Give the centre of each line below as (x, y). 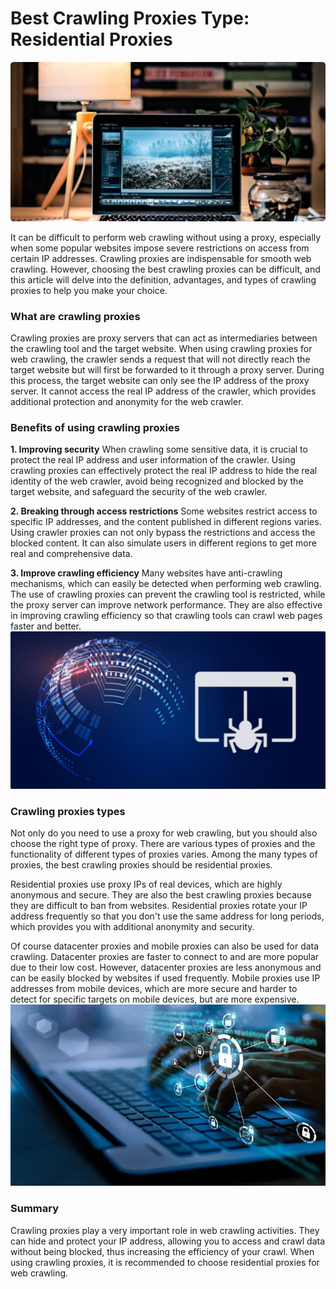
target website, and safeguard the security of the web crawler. (139, 492)
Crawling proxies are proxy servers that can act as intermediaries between (164, 338)
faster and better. (46, 626)
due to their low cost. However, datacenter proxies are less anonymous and (166, 968)
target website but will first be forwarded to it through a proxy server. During (167, 370)
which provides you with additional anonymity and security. (132, 927)
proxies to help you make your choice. (89, 290)
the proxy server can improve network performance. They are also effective (166, 605)
